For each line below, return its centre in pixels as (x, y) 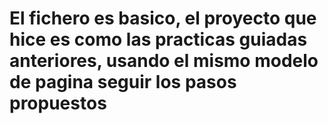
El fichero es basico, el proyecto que (163, 18)
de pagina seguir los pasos (123, 82)
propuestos (58, 103)
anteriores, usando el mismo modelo (164, 61)
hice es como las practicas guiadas (158, 39)
